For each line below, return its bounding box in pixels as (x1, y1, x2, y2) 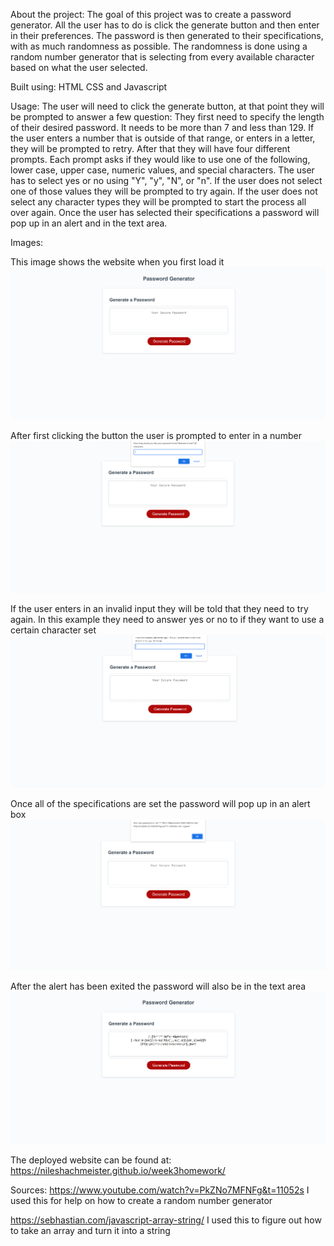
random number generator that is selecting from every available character (10, 51, 315, 63)
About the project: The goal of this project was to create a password (10, 9, 292, 20)
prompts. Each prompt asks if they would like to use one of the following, (10, 154, 311, 165)
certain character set (10, 624, 97, 636)
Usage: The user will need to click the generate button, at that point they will (10, 100, 325, 112)
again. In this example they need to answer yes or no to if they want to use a (10, 613, 325, 625)
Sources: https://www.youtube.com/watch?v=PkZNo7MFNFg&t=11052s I (10, 1184, 310, 1196)
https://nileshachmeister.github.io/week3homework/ (10, 1164, 226, 1176)
